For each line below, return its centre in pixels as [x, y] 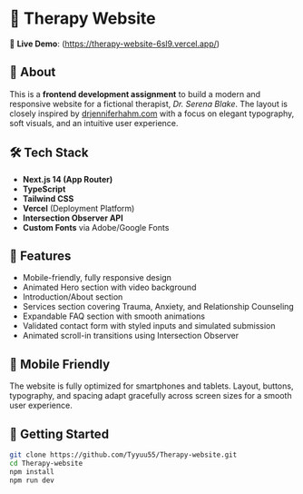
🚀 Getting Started [59, 434]
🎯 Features [40, 256]
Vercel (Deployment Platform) [78, 208]
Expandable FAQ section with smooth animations [114, 316]
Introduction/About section [73, 297]
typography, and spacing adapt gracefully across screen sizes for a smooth [151, 396]
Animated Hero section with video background [109, 287]
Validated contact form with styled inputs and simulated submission [149, 326]
